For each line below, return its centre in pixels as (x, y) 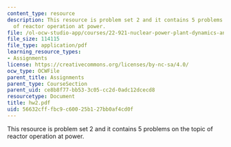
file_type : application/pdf (47, 45)
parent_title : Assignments (46, 77)
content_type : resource (41, 13)
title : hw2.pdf (29, 103)
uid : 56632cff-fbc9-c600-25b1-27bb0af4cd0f (70, 109)
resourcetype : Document (41, 97)
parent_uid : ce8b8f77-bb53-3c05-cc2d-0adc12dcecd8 (81, 90)
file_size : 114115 (33, 39)
